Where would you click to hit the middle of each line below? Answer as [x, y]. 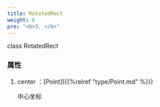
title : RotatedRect [35, 13]
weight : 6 [21, 20]
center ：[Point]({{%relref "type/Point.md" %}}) [85, 81]
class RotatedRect [33, 46]
